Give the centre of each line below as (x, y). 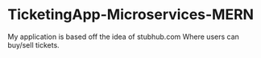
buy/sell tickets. (33, 44)
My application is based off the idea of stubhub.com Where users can (123, 37)
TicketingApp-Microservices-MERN (131, 15)
